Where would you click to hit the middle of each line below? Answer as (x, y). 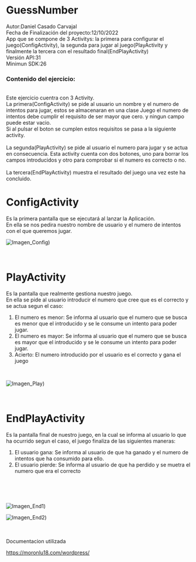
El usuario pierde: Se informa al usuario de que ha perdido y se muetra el (102, 465)
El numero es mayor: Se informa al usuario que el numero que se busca (101, 336)
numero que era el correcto (47, 471)
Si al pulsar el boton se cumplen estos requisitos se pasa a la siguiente (91, 129)
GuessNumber (42, 10)
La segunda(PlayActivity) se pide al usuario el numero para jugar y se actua (97, 148)
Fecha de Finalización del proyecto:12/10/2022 (62, 32)
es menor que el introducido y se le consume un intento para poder (96, 324)
